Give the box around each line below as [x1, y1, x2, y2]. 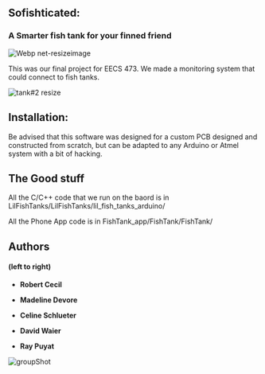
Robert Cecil [19, 279, 62, 289]
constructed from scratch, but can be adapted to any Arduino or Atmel [8, 140, 239, 150]
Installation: [8, 111, 69, 124]
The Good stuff [8, 171, 85, 185]
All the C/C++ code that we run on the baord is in [8, 193, 170, 202]
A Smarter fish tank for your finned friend [8, 30, 173, 41]
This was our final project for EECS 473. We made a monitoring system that [8, 64, 255, 73]
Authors [8, 240, 50, 253]
